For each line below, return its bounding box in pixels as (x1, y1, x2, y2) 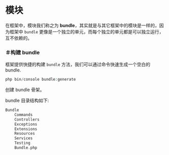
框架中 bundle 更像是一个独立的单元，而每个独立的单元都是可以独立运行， (9, 28, 164, 34)
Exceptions (14, 122, 38, 127)
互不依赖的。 (5, 35, 32, 41)
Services (14, 136, 33, 141)
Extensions (14, 126, 38, 132)
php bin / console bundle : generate (5, 77, 76, 82)
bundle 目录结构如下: (5, 97, 49, 104)
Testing (14, 140, 30, 146)
